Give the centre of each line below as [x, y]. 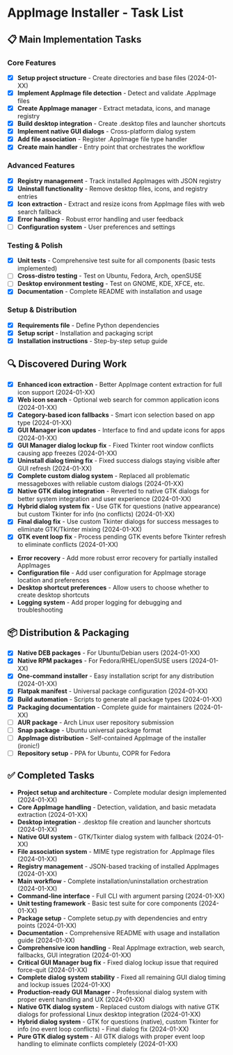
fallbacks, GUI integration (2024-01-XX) [74, 955]
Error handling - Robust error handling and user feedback [101, 219]
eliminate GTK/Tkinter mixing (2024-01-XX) [80, 530]
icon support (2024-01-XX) [56, 392]
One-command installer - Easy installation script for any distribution [115, 676]
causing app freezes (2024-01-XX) [67, 453]
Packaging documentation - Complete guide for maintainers [105, 707]
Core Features [32, 63]
